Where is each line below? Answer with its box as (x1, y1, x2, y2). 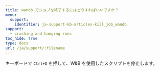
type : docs (5, 41, 29, 46)
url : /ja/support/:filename (5, 45, 65, 51)
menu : (5, 12, 17, 17)
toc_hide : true (5, 36, 38, 41)
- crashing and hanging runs (10, 31, 72, 36)
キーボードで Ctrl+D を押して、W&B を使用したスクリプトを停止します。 (5, 60, 157, 66)
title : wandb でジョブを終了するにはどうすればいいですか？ (5, 7, 119, 13)
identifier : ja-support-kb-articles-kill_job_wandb (14, 21, 127, 27)
